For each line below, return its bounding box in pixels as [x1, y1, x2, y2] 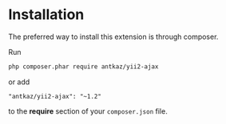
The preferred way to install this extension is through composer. [8, 32, 219, 41]
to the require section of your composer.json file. [8, 106, 168, 116]
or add [8, 77, 30, 87]
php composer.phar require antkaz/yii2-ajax [8, 62, 159, 71]
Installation [8, 6, 85, 24]
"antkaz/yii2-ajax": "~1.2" [8, 92, 102, 100]
